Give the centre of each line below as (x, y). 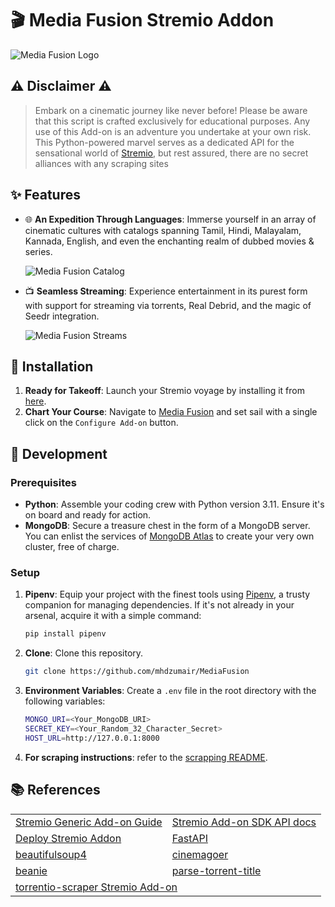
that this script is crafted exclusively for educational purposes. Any (172, 121)
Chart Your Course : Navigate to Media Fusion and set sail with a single (171, 412)
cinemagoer (200, 854)
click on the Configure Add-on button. (101, 423)
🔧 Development (59, 453)
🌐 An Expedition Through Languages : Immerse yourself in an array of (170, 219)
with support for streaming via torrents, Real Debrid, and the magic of (168, 305)
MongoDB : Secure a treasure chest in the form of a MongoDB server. (167, 526)
